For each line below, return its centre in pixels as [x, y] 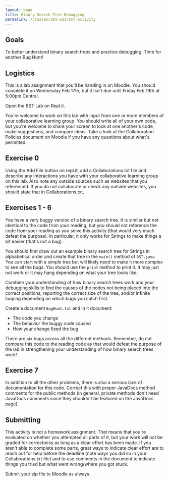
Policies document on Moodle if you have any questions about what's [77, 137]
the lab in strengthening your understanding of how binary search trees [79, 349]
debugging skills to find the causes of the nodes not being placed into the [82, 288]
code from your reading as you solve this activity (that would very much [80, 231]
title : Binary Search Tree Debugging [45, 15]
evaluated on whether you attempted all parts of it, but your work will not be [84, 438]
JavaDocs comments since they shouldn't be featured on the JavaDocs [79, 399]
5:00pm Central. [22, 96]
